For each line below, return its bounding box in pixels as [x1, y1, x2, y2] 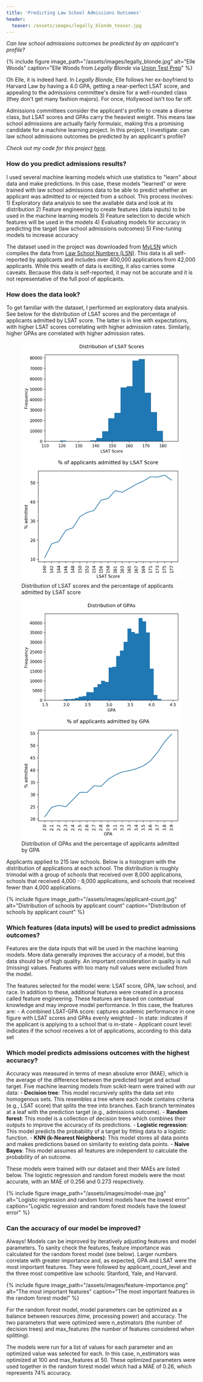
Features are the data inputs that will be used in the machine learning [6, 944, 178, 952]
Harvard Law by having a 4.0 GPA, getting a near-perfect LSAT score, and [6, 82, 190, 90]
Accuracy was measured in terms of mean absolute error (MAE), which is [6, 1070, 189, 1077]
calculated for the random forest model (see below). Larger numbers [6, 1251, 177, 1258]
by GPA [21, 846, 40, 853]
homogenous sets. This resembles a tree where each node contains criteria [6, 1095, 195, 1103]
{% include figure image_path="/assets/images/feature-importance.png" [6, 1282, 188, 1289]
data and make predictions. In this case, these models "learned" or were [6, 180, 186, 187]
